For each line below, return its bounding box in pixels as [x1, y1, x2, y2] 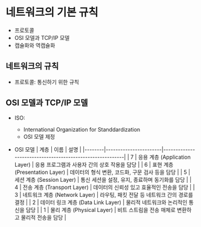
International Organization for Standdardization [23, 126, 141, 133]
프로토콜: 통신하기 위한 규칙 [14, 78, 80, 85]
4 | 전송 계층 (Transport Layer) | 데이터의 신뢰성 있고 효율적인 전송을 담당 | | [14, 184, 195, 191]
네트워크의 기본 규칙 [5, 5, 99, 19]
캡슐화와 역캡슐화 [14, 42, 56, 49]
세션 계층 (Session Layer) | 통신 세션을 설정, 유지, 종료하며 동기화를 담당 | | [14, 176, 192, 183]
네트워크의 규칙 [5, 61, 59, 71]
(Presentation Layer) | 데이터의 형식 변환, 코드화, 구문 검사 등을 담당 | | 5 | [14, 168, 191, 176]
